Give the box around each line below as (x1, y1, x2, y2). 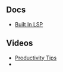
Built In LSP (14, 20, 43, 28)
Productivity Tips (14, 54, 57, 61)
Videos (6, 38, 33, 49)
